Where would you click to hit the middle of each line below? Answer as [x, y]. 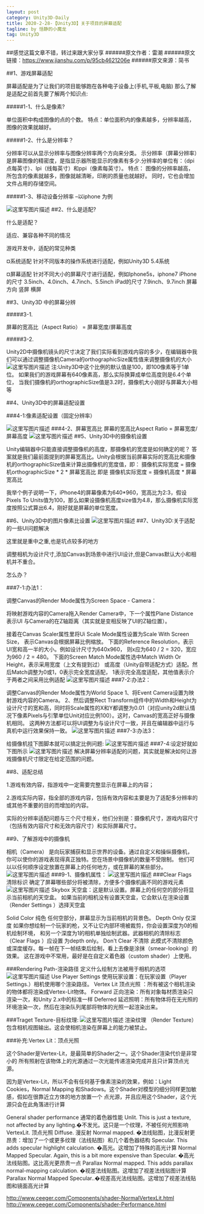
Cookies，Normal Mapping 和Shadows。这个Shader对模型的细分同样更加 [99, 1089]
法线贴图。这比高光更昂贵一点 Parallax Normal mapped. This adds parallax [100, 1163]
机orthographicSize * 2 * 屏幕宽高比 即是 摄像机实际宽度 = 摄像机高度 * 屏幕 [101, 472]
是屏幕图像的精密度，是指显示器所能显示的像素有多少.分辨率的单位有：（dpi [100, 161]
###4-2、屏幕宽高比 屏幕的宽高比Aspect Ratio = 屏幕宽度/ [124, 429]
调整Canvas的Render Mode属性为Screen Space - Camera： [82, 601]
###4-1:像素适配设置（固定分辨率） [51, 416]
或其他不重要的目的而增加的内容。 [49, 805]
